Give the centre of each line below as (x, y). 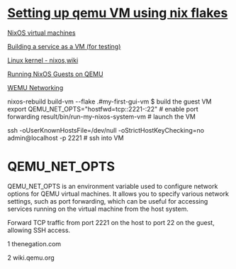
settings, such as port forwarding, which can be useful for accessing (108, 201)
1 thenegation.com (34, 243)
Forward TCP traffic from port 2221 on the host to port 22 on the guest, (111, 222)
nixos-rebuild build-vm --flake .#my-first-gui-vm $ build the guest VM (109, 101)
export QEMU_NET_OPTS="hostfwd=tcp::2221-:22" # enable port (103, 109)
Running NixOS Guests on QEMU (56, 74)
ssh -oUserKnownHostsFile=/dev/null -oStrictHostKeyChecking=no (106, 130)
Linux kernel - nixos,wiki (43, 60)
